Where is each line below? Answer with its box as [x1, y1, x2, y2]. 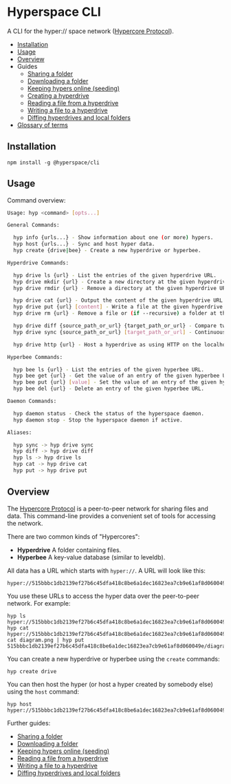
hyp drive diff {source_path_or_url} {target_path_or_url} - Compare [13, 322, 217, 329]
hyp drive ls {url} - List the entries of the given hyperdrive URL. [13, 271, 217, 279]
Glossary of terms [16, 121, 69, 129]
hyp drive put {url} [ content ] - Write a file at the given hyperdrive [13, 304, 223, 311]
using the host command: [7, 687, 80, 696]
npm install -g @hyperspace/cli [7, 159, 100, 166]
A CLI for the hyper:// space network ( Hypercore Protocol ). [7, 27, 174, 35]
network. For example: [7, 599, 71, 607]
